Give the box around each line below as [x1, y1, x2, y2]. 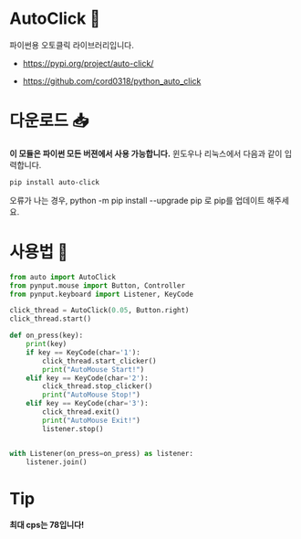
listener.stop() [42, 424, 104, 433]
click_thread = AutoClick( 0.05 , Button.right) [9, 306, 190, 315]
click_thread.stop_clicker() [42, 382, 153, 391]
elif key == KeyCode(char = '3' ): [26, 399, 149, 408]
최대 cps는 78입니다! [9, 520, 85, 531]
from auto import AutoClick [9, 272, 117, 281]
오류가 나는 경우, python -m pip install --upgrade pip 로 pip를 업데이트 [9, 195, 265, 206]
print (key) [26, 340, 67, 349]
